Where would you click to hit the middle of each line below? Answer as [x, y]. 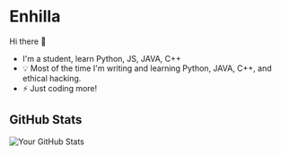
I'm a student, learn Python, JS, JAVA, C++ [101, 58]
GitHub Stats [46, 120]
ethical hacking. [52, 78]
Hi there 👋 [28, 41]
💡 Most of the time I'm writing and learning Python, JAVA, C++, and [147, 68]
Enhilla [35, 17]
